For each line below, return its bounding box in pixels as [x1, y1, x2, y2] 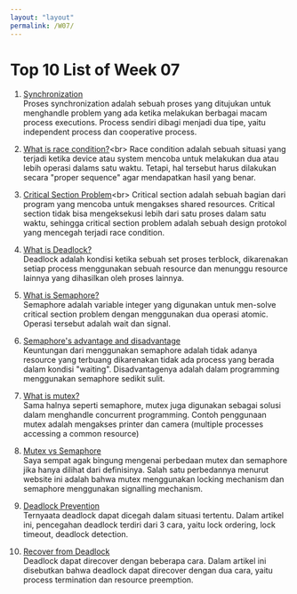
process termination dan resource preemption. [22, 574, 194, 585]
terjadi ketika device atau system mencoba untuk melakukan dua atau [22, 153, 279, 165]
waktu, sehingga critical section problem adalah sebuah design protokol [22, 218, 287, 229]
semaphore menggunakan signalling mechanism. [22, 484, 204, 494]
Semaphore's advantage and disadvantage [22, 335, 181, 347]
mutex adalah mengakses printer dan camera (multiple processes [22, 419, 264, 429]
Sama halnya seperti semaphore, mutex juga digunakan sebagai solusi [22, 400, 281, 411]
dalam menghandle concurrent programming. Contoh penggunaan [22, 410, 267, 421]
